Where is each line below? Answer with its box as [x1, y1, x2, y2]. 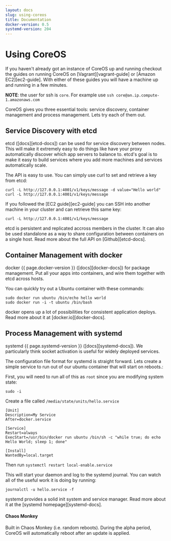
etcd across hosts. [5, 275, 44, 282]
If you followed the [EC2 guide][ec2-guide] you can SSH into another [5, 201, 151, 207]
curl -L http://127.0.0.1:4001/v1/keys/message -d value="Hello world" [5, 187, 161, 192]
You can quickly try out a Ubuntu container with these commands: [5, 285, 144, 291]
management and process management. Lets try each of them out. [5, 112, 146, 118]
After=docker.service [5, 416, 52, 422]
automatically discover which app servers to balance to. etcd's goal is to [5, 151, 158, 157]
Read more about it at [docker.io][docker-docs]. [5, 314, 106, 320]
